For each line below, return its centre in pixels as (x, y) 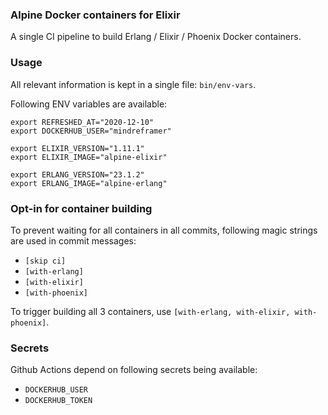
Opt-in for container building (81, 208)
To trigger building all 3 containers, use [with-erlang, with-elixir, (150, 311)
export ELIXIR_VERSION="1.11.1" (77, 148)
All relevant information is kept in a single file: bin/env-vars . (133, 84)
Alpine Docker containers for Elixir (95, 15)
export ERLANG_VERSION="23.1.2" (77, 174)
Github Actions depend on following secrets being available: (134, 370)
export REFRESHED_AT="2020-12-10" (82, 122)
